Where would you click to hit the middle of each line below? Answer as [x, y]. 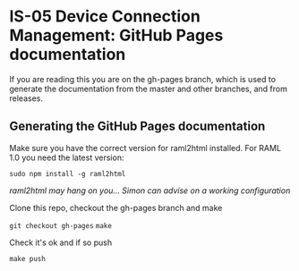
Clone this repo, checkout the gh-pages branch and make [116, 207]
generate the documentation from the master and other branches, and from [149, 89]
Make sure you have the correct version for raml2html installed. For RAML [145, 148]
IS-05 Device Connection [105, 17]
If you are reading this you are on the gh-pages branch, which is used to [142, 79]
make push [28, 258]
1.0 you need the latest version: [67, 157]
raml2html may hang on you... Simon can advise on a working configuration [150, 191]
